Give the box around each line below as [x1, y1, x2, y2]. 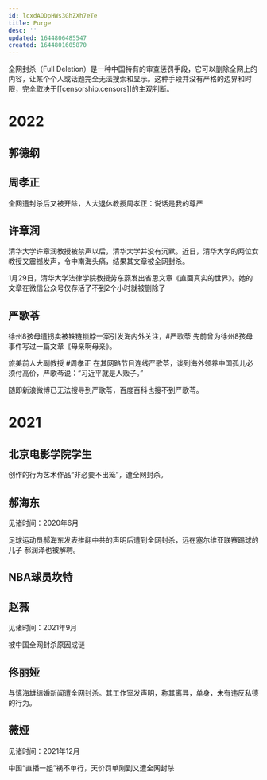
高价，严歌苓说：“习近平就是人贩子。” [21, 368, 144, 378]
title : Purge [8, 19, 52, 27]
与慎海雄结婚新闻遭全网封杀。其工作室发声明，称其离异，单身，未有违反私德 [8, 688, 259, 697]
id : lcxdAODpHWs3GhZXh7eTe [8, 11, 98, 20]
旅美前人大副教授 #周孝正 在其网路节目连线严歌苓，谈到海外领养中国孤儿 [8, 359, 246, 368]
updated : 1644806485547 [8, 33, 87, 42]
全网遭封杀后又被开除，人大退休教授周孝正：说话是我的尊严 [8, 198, 203, 208]
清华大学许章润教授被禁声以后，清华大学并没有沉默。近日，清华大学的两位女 [8, 246, 259, 256]
